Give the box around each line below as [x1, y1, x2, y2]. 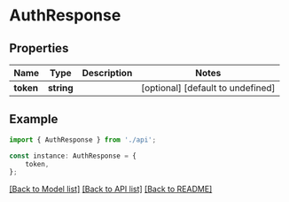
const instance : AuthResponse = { [9, 151, 137, 160]
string [47, 82, 74, 94]
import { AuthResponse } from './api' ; [9, 135, 157, 144]
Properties [9, 41, 69, 56]
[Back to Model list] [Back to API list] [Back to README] [9, 183, 213, 195]
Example [9, 112, 59, 127]
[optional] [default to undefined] [140, 82, 276, 94]
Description [82, 67, 133, 79]
